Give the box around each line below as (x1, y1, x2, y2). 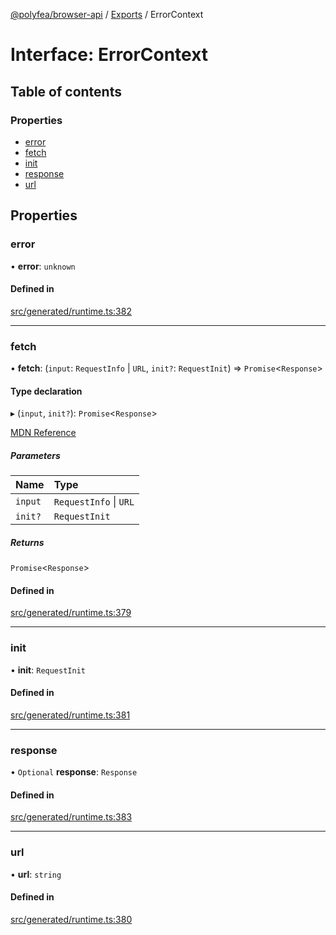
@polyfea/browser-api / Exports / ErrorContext (10, 9, 204, 20)
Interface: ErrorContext (10, 44, 209, 66)
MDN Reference (10, 427, 77, 439)
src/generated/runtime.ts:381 (10, 709, 131, 721)
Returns (10, 536, 45, 548)
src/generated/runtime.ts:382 (10, 305, 132, 317)
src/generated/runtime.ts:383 (10, 811, 133, 823)
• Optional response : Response (10, 766, 138, 778)
